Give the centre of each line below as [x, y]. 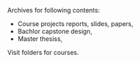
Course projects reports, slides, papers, [75, 24]
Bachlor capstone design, [55, 31]
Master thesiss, [40, 39]
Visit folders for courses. [43, 52]
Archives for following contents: [54, 10]
